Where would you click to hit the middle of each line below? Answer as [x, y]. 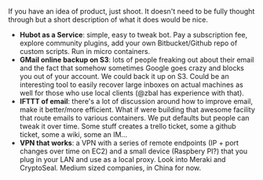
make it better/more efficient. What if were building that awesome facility [137, 110]
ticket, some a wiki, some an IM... [73, 135]
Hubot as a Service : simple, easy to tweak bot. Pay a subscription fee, [133, 35]
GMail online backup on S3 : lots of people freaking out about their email [137, 59]
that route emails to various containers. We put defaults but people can [134, 118]
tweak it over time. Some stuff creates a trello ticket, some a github [128, 126]
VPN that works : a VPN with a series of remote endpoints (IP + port [129, 143]
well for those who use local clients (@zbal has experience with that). [132, 93]
